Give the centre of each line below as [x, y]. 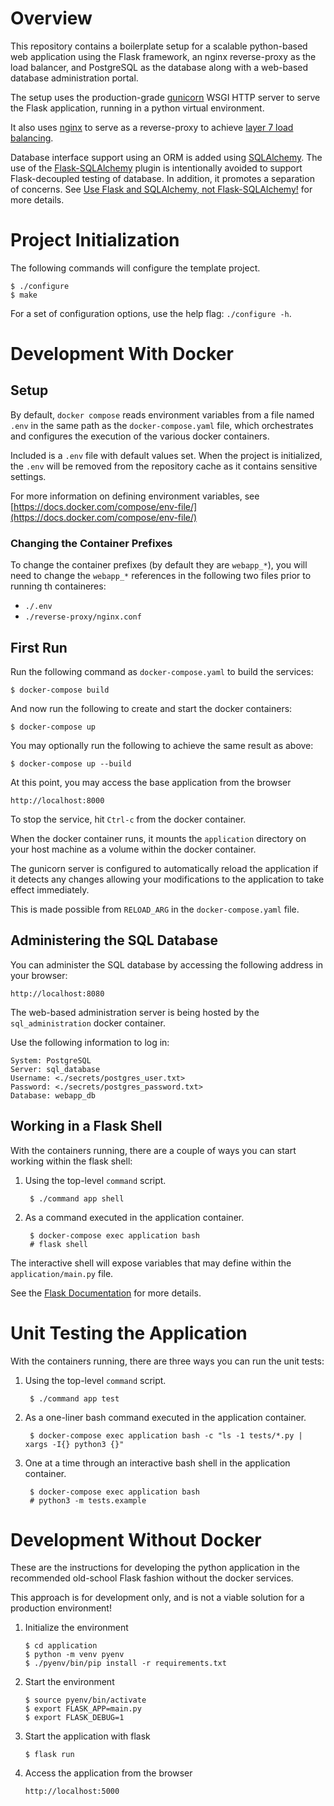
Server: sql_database [55, 1069]
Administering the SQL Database [114, 940]
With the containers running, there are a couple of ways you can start [153, 1150]
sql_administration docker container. [88, 1023]
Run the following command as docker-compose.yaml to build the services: [162, 671]
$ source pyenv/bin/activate [85, 1700]
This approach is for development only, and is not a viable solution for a [157, 1598]
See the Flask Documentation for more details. [106, 1293]
